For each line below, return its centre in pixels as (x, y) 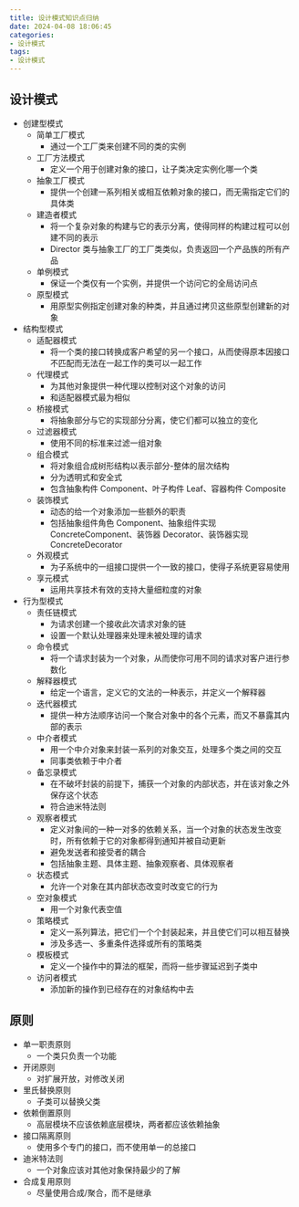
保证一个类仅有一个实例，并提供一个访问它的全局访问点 (154, 283)
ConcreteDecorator (86, 544)
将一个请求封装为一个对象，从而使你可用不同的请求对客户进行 (166, 657)
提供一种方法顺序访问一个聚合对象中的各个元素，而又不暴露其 (166, 715)
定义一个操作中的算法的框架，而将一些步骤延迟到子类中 (154, 966)
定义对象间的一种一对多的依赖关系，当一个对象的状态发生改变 (166, 829)
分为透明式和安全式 (86, 477)
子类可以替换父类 (68, 1101)
